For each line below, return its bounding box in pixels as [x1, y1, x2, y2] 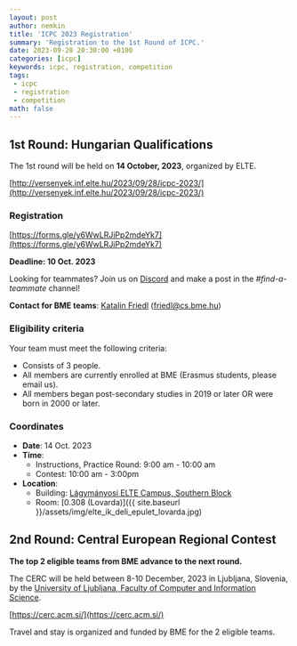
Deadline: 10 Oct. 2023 [9, 256, 96, 267]
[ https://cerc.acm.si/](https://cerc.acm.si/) [9, 609, 165, 619]
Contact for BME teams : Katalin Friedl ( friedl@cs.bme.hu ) [9, 300, 222, 311]
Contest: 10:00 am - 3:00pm [35, 468, 140, 479]
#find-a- [255, 273, 287, 285]
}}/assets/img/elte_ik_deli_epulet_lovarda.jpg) [35, 506, 203, 517]
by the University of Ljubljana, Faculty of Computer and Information [9, 582, 256, 593]
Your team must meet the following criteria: [9, 343, 167, 353]
